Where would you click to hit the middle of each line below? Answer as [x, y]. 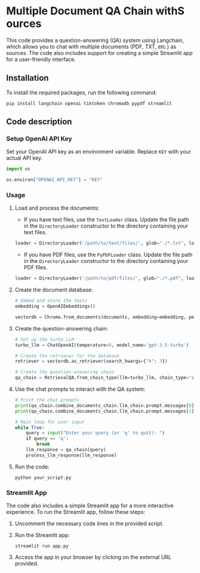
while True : [30, 428]
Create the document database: [54, 290]
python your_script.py [43, 477]
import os [19, 169]
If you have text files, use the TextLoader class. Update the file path [106, 220]
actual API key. [24, 158]
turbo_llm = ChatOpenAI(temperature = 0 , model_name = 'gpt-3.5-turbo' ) [102, 345]
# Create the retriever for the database [67, 356]
